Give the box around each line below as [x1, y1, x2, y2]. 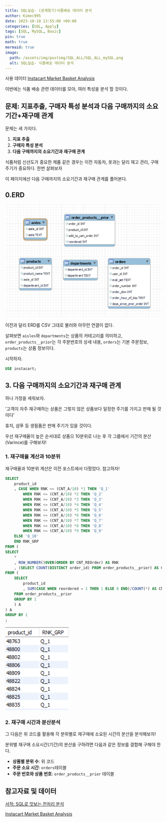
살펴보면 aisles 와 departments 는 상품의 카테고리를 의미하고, [5, 333, 123, 339]
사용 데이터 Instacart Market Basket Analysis [5, 75, 95, 82]
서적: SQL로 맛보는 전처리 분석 [5, 801, 65, 807]
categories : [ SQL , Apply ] [5, 24, 59, 29]
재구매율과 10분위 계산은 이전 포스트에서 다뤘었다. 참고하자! [5, 466, 120, 471]
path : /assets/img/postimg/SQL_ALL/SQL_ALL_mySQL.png [9, 55, 123, 60]
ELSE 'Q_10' [14, 534, 39, 539]
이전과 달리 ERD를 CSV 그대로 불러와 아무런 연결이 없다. [5, 322, 114, 328]
